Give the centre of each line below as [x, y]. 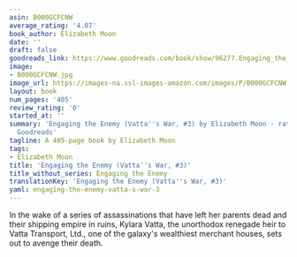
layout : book [33, 91]
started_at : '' [37, 116]
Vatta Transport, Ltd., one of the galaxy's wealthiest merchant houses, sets [146, 234]
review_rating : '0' [45, 108]
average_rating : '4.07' [53, 26]
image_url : [29, 83]
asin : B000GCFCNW [41, 17]
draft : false [33, 50]
